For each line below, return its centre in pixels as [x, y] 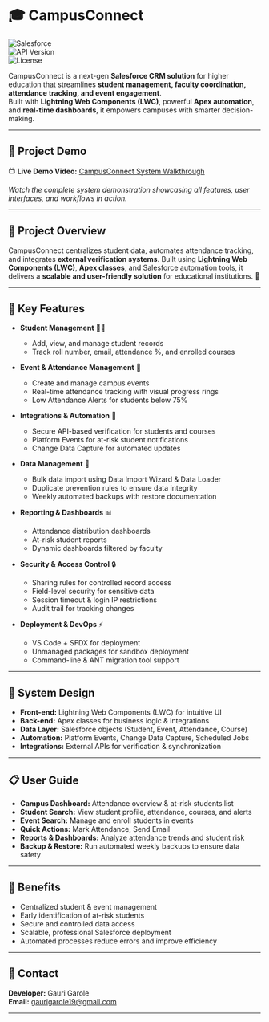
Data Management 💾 [54, 464]
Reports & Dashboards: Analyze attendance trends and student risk [132, 837]
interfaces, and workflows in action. [68, 198]
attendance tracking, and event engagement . [85, 92]
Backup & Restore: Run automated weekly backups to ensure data [130, 846]
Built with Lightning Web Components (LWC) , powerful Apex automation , [131, 101]
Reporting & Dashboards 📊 [66, 513]
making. [22, 118]
